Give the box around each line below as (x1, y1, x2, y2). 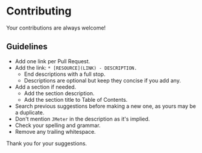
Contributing (6, 4, 72, 18)
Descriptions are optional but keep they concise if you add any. (24, 76, 181, 84)
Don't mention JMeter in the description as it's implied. (14, 115, 150, 122)
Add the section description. (24, 89, 95, 97)
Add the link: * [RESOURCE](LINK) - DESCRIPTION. (14, 64, 137, 71)
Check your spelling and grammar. (14, 122, 101, 129)
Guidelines (6, 42, 48, 52)
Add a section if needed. (14, 83, 77, 90)
